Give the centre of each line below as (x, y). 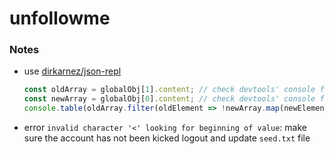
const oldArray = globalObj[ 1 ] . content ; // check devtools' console (169, 90)
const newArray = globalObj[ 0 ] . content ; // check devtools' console (169, 99)
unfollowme (60, 18)
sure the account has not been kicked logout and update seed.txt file (167, 138)
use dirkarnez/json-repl (72, 71)
